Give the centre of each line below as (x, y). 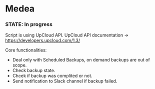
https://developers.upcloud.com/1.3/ (43, 40)
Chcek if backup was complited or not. (52, 76)
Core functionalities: (26, 50)
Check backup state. (34, 70)
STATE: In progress (29, 24)
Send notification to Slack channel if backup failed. (65, 81)
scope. (19, 65)
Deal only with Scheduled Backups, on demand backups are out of (81, 60)
